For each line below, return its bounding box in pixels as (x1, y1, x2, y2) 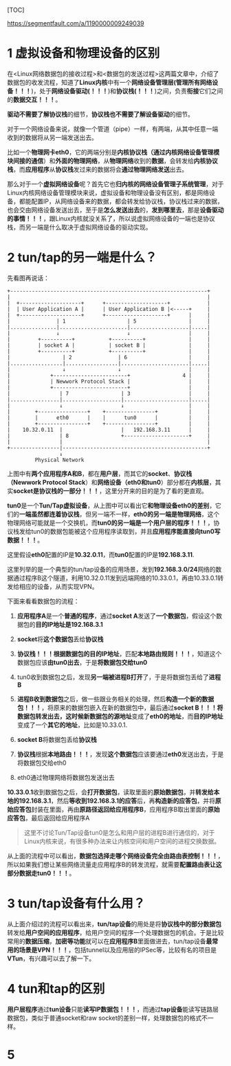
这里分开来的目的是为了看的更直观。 (104, 486, 208, 495)
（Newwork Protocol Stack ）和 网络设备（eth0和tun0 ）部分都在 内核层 (7, 478, 210, 486)
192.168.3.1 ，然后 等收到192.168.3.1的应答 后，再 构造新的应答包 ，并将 (19, 796, 215, 805)
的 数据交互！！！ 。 (7, 95, 62, 103)
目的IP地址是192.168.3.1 (35, 620, 103, 628)
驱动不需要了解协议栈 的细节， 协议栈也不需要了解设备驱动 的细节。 (7, 110, 194, 118)
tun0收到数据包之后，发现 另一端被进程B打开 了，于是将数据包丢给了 (16, 672, 210, 681)
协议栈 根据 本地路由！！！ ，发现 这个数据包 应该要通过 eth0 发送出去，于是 (16, 750, 224, 758)
